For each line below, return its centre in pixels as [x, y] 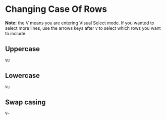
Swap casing [26, 102]
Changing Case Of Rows [56, 9]
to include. [16, 33]
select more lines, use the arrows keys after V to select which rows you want [83, 28]
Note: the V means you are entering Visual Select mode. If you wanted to [80, 23]
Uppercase [23, 49]
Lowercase [23, 76]
